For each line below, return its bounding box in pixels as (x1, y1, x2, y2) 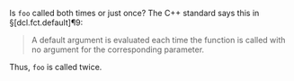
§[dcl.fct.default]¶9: (9, 17, 84, 28)
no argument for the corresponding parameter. (31, 44, 205, 55)
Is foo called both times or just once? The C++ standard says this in (9, 8, 260, 18)
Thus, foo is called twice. (9, 62, 102, 72)
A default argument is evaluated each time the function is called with (31, 35, 286, 45)
